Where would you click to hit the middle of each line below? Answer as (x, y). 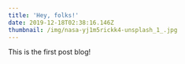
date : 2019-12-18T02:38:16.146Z (61, 23)
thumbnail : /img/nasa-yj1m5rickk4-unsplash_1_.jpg (93, 30)
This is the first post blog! (50, 52)
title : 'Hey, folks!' (44, 15)
